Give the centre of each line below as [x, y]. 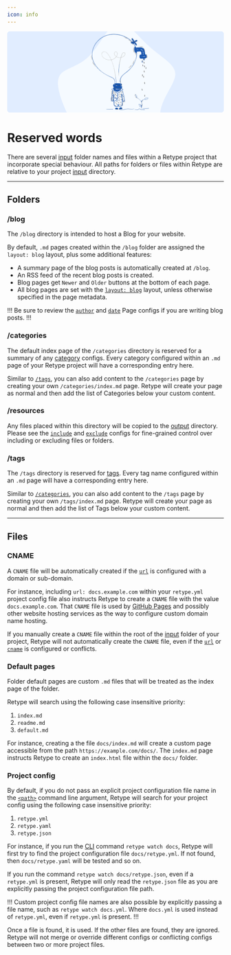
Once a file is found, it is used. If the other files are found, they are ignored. [113, 930]
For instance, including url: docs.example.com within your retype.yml [106, 592]
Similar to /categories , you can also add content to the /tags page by [106, 494]
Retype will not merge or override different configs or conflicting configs [110, 937]
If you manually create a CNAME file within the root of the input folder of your [113, 634]
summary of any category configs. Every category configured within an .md [114, 358]
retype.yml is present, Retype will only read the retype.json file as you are [113, 881]
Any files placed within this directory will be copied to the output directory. [113, 425]
